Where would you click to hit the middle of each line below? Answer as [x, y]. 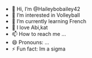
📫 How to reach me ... [39, 34]
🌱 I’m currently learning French [49, 21]
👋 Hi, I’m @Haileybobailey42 [46, 9]
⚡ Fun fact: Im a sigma [38, 49]
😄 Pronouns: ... [30, 42]
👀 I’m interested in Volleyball [46, 15]
